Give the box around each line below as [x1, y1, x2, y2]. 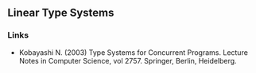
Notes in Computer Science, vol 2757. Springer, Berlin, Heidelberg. [18, 56, 237, 65]
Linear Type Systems [7, 6, 114, 20]
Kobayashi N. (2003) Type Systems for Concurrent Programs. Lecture [18, 47, 248, 57]
